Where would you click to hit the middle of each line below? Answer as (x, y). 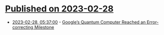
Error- (153, 22)
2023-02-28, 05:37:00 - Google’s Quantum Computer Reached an (79, 22)
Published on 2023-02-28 (59, 9)
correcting (23, 27)
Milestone (44, 27)
